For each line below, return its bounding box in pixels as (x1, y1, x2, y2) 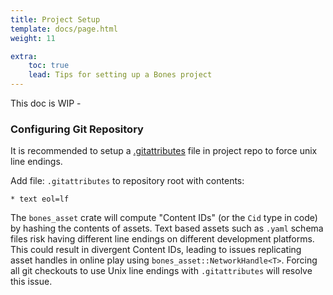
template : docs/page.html (10, 24, 118, 34)
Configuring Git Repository (10, 122, 144, 136)
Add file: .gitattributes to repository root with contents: (10, 175, 245, 187)
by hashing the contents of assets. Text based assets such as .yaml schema (10, 222, 324, 235)
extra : (10, 51, 38, 61)
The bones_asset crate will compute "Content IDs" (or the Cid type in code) (10, 212, 318, 224)
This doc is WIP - (10, 97, 82, 109)
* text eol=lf (10, 194, 70, 205)
